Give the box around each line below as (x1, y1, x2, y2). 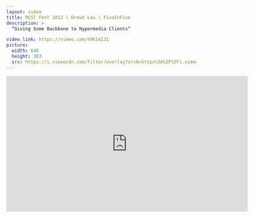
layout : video (6, 8, 42, 15)
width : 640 (11, 48, 39, 54)
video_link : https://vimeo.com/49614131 (6, 37, 110, 43)
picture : (6, 42, 28, 48)
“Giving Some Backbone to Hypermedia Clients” (11, 25, 131, 32)
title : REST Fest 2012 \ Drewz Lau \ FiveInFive (6, 14, 131, 20)
